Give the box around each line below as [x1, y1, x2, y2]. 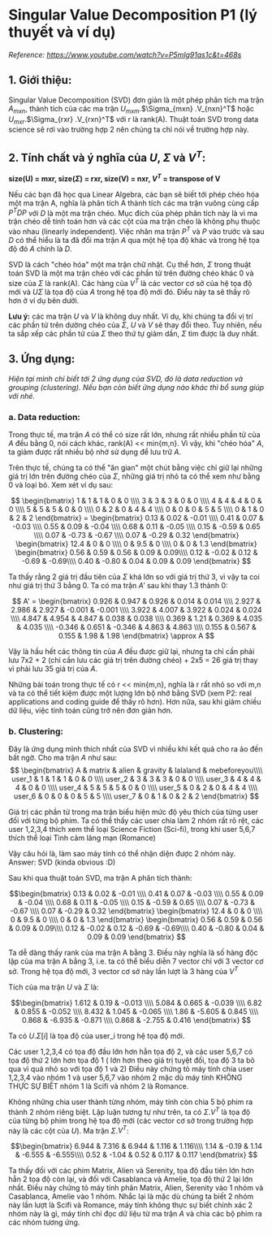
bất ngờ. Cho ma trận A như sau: [8, 753, 118, 763]
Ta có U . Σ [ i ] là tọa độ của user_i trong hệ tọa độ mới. [8, 1030, 185, 1041]
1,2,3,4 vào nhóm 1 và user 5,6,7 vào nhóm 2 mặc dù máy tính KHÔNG [8, 1072, 243, 1082]
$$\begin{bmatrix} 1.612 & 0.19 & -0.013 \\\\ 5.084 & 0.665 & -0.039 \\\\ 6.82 [11, 998, 262, 1007]
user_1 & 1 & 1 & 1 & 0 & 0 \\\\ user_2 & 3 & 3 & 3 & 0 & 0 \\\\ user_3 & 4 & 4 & [11, 774, 261, 784]
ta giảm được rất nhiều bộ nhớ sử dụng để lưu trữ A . [8, 447, 182, 457]
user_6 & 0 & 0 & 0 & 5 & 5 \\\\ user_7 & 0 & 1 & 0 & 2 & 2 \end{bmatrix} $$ [13, 791, 260, 801]
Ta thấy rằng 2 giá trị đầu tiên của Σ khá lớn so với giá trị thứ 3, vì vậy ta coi [8, 571, 260, 582]
